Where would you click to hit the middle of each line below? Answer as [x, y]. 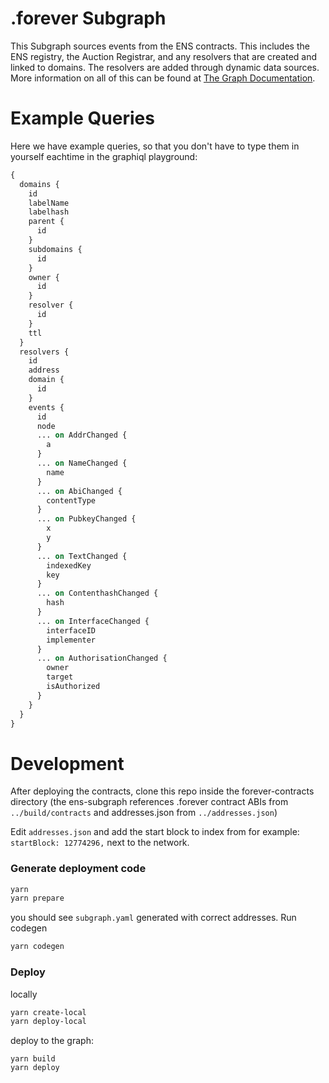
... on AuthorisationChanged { [102, 658]
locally [24, 994]
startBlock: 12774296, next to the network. [100, 843]
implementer [71, 640]
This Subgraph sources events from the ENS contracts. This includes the [160, 46]
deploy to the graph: [52, 1041]
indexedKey [69, 565]
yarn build [33, 1059]
